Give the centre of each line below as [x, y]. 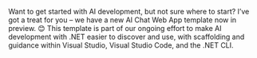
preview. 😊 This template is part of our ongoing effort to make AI [115, 28]
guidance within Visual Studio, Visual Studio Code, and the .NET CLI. [121, 45]
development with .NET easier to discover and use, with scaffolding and [127, 37]
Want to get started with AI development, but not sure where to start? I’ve [129, 12]
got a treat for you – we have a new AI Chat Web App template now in [123, 20]
